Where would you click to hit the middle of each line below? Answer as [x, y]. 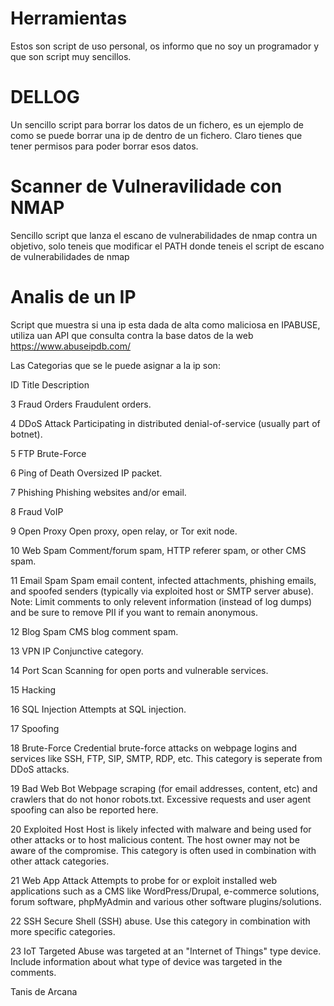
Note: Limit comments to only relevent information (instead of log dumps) [161, 601]
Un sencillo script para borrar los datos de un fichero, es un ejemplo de [157, 124]
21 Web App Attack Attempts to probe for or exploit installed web [144, 880]
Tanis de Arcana [44, 991]
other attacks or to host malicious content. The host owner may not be [155, 839]
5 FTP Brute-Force [48, 453]
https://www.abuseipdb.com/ [71, 346]
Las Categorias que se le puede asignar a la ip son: [115, 365]
